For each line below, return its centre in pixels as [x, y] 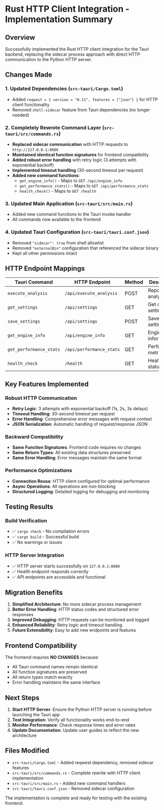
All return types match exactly [42, 677]
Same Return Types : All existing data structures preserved [71, 453]
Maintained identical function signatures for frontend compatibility [80, 154]
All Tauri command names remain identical [55, 667]
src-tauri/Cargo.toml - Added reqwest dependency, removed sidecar [83, 762]
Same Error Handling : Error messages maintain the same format [77, 458]
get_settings [23, 308]
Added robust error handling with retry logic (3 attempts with [74, 160]
